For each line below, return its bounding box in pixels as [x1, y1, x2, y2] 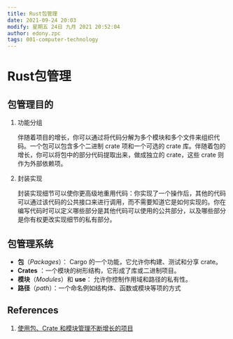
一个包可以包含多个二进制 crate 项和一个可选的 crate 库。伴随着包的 [29, 142, 226, 150]
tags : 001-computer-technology [7, 36, 99, 43]
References [7, 305, 59, 317]
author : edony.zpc [7, 29, 61, 37]
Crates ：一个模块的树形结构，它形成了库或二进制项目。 [17, 266, 181, 275]
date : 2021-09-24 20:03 [7, 17, 77, 24]
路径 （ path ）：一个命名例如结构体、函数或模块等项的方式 [17, 284, 181, 292]
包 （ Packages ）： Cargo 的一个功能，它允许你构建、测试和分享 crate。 [17, 257, 222, 266]
